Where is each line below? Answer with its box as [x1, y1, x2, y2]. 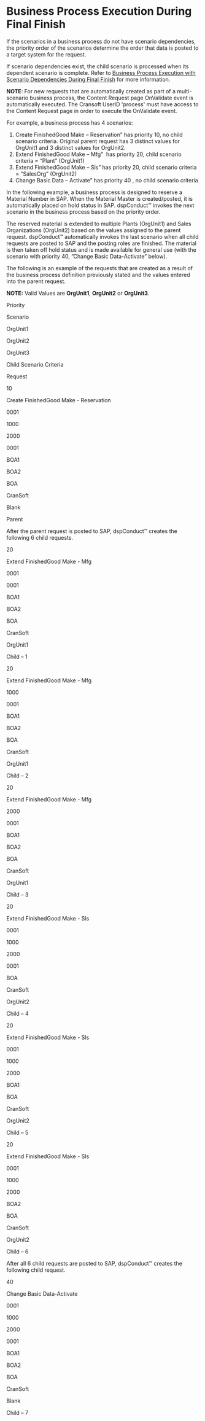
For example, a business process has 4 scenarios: [6, 119, 133, 127]
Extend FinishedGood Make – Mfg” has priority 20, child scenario [15, 150, 182, 158]
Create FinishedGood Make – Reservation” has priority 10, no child [15, 131, 183, 138]
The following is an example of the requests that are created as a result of [6, 264, 193, 271]
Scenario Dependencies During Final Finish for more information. [6, 76, 171, 83]
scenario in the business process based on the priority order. [6, 208, 161, 216]
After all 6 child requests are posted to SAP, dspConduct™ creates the [6, 1259, 183, 1267]
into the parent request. [6, 278, 66, 285]
